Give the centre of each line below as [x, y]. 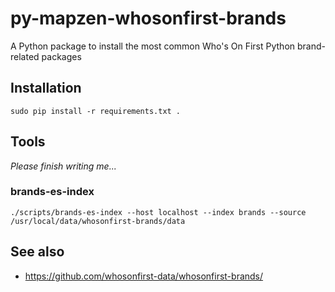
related [25, 56]
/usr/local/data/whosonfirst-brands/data [98, 221]
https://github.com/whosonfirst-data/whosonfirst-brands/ [144, 276]
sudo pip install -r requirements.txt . [96, 111]
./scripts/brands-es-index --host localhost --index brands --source [158, 212]
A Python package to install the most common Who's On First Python [153, 46]
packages [61, 56]
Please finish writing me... [63, 166]
